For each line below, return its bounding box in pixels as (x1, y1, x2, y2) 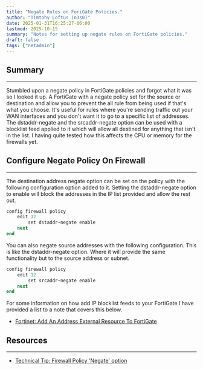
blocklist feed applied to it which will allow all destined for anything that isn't (6, 125, 196, 132)
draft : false (6, 37, 39, 43)
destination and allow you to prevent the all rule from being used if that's (6, 99, 187, 106)
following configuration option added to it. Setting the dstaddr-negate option (6, 184, 196, 191)
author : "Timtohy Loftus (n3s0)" (6, 15, 91, 21)
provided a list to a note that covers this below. (6, 306, 123, 313)
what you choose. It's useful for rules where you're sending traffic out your (6, 106, 193, 113)
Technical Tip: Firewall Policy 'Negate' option (14, 357, 127, 365)
